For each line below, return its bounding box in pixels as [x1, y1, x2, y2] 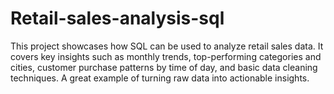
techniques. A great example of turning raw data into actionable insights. [10, 72, 310, 84]
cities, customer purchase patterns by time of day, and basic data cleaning [10, 61, 318, 73]
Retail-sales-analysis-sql [10, 7, 225, 30]
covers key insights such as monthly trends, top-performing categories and [10, 50, 322, 62]
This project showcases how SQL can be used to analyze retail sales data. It [10, 40, 324, 52]
